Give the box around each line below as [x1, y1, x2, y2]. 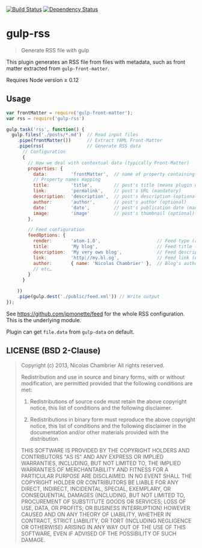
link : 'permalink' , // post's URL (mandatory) [32, 188, 182, 194]
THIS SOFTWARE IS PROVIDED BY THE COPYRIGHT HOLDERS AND [20, 446, 190, 454]
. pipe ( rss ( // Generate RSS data [17, 143, 141, 149]
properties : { [28, 166, 63, 172]
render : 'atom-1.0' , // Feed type [32, 238, 189, 244]
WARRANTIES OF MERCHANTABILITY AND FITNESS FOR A [20, 465, 169, 473]
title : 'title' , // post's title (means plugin [32, 182, 192, 188]
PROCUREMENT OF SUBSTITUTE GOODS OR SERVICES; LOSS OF [20, 497, 186, 505]
